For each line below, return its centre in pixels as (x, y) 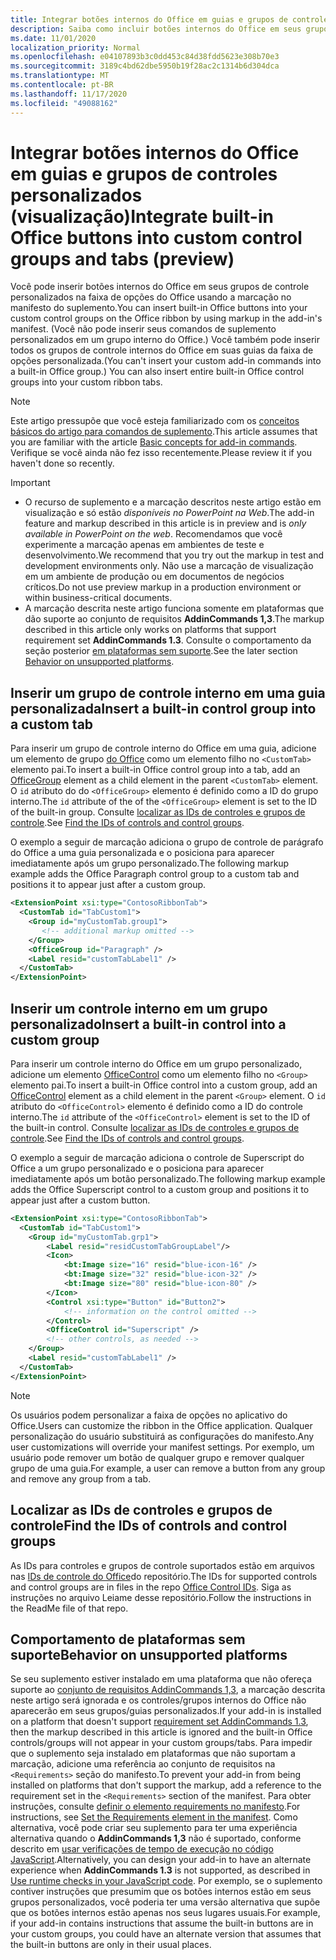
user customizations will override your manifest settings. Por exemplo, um (162, 1447)
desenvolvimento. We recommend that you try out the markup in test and (174, 555)
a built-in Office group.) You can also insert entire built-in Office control (157, 372)
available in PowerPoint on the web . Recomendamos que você (153, 534)
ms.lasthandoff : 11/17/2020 (69, 94)
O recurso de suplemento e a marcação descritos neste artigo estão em (173, 502)
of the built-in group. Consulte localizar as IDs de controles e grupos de (158, 812)
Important (30, 483)
